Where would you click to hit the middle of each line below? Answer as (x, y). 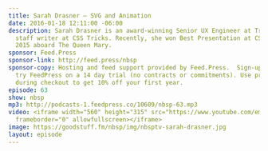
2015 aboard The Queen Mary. (64, 46)
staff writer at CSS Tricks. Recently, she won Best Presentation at (133, 38)
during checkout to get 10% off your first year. (99, 82)
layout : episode (35, 134)
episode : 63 (28, 90)
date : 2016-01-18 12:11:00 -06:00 (66, 23)
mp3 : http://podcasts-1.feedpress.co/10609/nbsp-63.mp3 (103, 105)
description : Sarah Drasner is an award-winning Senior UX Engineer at (130, 30)
